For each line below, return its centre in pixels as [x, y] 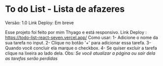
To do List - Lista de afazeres [65, 9]
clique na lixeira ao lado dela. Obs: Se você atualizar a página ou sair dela [80, 53]
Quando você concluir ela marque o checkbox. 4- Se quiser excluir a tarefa [81, 48]
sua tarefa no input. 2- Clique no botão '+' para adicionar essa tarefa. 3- [78, 42]
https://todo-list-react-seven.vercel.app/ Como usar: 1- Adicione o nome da [81, 37]
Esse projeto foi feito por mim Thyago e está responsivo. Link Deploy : [76, 32]
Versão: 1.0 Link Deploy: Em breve [40, 23]
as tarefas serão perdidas [31, 58]
